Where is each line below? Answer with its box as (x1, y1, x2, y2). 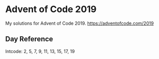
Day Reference (5, 35, 54, 43)
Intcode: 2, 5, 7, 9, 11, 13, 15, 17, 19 (5, 48, 75, 54)
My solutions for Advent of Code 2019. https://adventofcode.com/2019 (5, 20, 154, 26)
